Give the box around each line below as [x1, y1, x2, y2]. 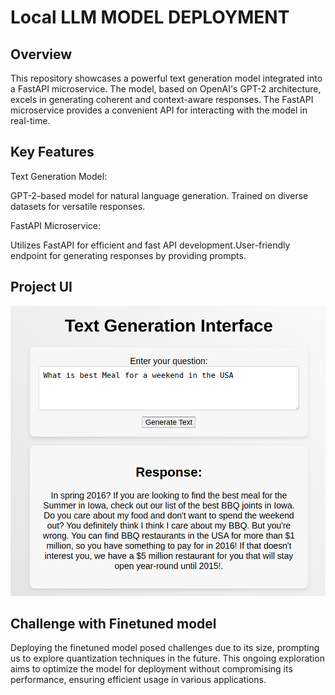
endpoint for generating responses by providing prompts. [10, 249, 247, 261]
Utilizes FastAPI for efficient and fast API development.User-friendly [10, 239, 291, 251]
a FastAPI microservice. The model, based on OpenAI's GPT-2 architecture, [10, 83, 322, 95]
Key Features [10, 144, 95, 161]
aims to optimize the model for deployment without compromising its [10, 663, 293, 675]
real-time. [10, 115, 51, 126]
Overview [10, 46, 73, 63]
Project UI [10, 279, 73, 296]
